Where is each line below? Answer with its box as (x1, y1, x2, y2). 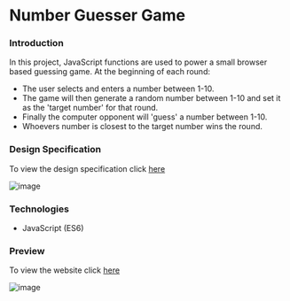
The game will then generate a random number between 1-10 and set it (21, 93, 281, 104)
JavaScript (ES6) (21, 223, 84, 234)
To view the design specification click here (9, 163, 166, 174)
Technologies (9, 203, 69, 215)
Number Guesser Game (9, 5, 186, 26)
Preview (9, 245, 45, 257)
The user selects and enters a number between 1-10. (21, 83, 215, 94)
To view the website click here (9, 265, 121, 275)
